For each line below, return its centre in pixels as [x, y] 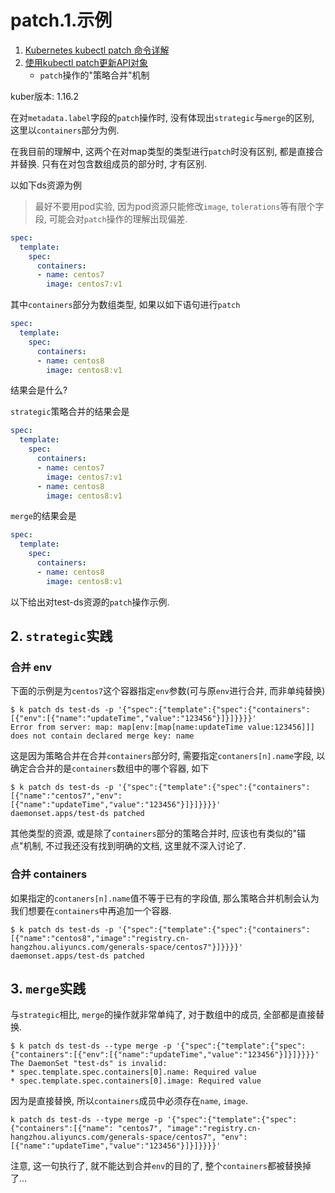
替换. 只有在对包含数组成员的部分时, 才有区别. [112, 163]
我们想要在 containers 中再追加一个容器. [91, 910]
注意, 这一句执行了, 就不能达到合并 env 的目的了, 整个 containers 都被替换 [156, 1166]
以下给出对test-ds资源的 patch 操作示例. [90, 602]
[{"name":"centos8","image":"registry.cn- [100, 938]
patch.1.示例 [61, 20]
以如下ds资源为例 [46, 185]
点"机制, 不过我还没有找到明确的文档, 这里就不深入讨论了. [128, 846]
